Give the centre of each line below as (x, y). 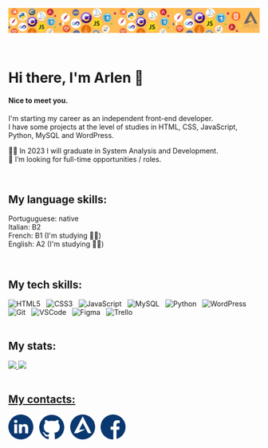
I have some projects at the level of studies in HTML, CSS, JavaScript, (123, 127)
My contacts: (42, 400)
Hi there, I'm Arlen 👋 (76, 78)
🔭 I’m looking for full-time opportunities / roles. (85, 159)
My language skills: (58, 199)
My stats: (32, 346)
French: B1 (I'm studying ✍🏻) (55, 236)
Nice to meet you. (38, 100)
